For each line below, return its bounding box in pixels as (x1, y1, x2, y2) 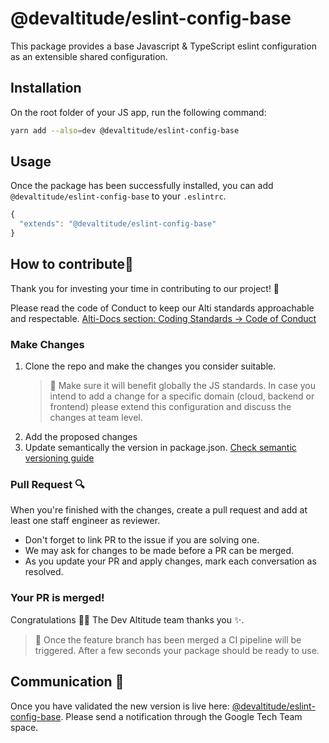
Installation (10, 80, 82, 97)
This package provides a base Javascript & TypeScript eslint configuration (10, 40, 317, 52)
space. (10, 721, 39, 733)
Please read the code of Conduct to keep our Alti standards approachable (10, 302, 315, 314)
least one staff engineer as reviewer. (10, 515, 161, 527)
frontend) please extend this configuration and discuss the (49, 401, 292, 413)
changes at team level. (49, 412, 143, 424)
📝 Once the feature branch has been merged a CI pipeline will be (34, 633, 302, 646)
